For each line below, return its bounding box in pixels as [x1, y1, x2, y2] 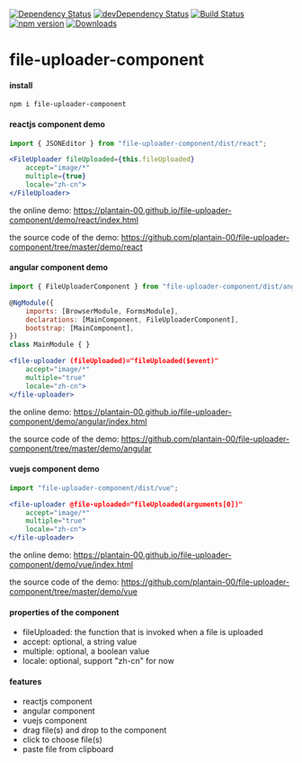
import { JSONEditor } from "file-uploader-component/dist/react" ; [9, 139, 268, 148]
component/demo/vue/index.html [9, 559, 134, 569]
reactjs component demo [9, 118, 106, 130]
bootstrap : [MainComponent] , [25, 323, 135, 332]
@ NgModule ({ [9, 298, 54, 307]
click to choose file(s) [22, 734, 103, 745]
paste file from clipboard [22, 744, 114, 755]
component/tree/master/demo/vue [9, 586, 138, 596]
